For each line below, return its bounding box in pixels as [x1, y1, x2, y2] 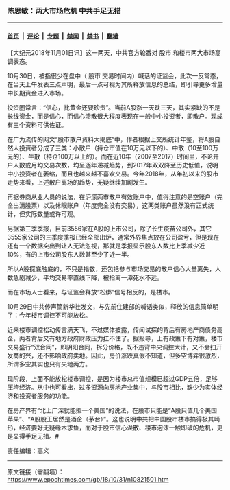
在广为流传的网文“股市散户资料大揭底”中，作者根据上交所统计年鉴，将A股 [7, 135, 214, 143]
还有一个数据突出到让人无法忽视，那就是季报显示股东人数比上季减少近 [7, 242, 205, 250]
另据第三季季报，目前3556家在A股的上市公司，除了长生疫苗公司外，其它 [7, 224, 212, 233]
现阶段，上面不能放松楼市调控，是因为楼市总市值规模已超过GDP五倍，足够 [7, 374, 218, 382]
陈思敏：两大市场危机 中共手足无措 [7, 5, 121, 15]
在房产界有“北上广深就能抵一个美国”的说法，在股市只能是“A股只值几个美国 [7, 406, 218, 415]
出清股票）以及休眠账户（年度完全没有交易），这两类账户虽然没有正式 [12, 201, 208, 209]
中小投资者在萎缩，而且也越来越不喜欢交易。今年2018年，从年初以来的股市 [7, 170, 219, 178]
